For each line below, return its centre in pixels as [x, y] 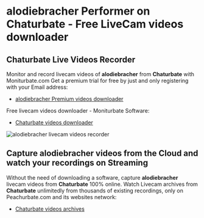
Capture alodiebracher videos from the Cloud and [102, 153]
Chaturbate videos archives [50, 209]
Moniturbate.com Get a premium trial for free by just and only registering [97, 81]
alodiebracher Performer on [78, 11]
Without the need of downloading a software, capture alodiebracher [92, 177]
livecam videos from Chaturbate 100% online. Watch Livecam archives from [102, 184]
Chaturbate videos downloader [54, 122]
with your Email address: [37, 87]
